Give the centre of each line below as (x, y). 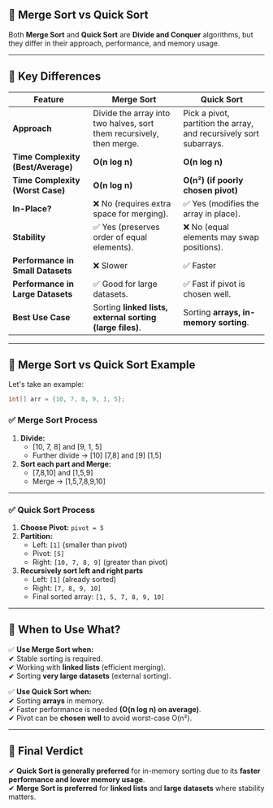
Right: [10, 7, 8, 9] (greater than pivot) (100, 562)
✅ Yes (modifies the (221, 203)
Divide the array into (132, 113)
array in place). (212, 214)
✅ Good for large (125, 284)
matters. (22, 797)
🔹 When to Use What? (65, 630)
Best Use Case (41, 317)
